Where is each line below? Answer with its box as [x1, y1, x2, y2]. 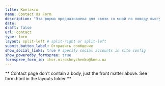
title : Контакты [5, 7, 38, 12]
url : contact [5, 30, 32, 35]
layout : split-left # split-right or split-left [5, 39, 107, 44]
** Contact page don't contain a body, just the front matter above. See [5, 70, 147, 76]
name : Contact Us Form [5, 12, 52, 17]
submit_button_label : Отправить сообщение [5, 43, 93, 48]
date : [5, 21, 16, 26]
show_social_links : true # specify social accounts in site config [5, 48, 146, 53]
